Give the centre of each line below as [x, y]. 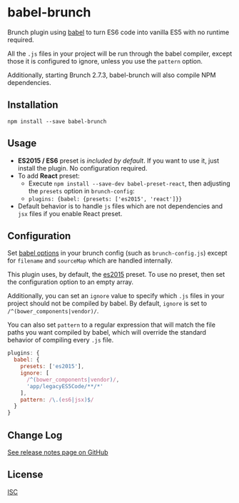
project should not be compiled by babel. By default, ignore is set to [107, 303]
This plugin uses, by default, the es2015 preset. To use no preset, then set [116, 275]
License [25, 475]
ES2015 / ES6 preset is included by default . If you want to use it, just [118, 161]
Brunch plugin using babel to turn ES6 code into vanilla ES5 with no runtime [118, 32]
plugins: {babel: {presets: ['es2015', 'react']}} [105, 199]
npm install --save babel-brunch [57, 121]
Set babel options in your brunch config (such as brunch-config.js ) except [117, 253]
